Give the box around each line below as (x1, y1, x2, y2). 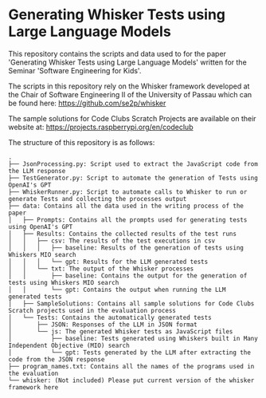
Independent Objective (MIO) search (8, 341, 130, 349)
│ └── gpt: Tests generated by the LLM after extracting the (8, 349, 251, 357)
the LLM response (8, 167, 66, 175)
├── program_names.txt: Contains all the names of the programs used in (8, 362, 255, 370)
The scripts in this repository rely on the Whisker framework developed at (8, 81, 250, 91)
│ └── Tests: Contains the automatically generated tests (8, 313, 213, 321)
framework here (8, 383, 59, 392)
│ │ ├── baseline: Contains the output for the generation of (8, 271, 248, 280)
